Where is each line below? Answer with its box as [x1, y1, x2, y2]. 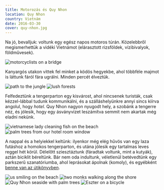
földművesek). [5, 50, 34, 56]
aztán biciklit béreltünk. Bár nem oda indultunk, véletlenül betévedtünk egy [5, 154, 157, 160]
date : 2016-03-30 [5, 21, 41, 26]
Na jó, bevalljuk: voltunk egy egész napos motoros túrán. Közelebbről [5, 39, 146, 45]
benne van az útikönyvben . [5, 165, 60, 171]
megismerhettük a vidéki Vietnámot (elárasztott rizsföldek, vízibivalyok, [5, 44, 150, 50]
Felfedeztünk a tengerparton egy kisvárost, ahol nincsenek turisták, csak [5, 93, 153, 99]
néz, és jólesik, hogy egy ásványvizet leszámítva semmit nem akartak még [5, 109, 157, 115]
